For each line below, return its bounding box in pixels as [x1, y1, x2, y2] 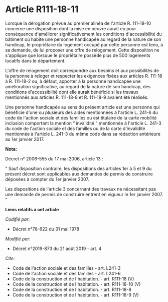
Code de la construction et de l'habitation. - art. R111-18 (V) [12, 276, 134, 282]
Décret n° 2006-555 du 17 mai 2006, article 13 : [5, 155, 104, 162]
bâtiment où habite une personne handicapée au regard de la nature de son [5, 36, 161, 42]
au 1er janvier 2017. [5, 136, 45, 142]
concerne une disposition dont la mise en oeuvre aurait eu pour [5, 25, 136, 31]
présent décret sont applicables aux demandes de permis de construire [5, 170, 153, 177]
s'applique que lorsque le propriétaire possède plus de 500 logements [5, 52, 150, 58]
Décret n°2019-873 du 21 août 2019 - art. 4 [12, 246, 102, 252]
